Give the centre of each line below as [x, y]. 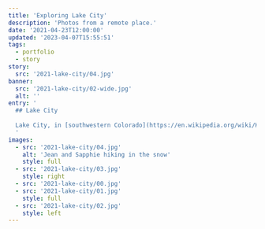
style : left [42, 213]
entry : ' [22, 103]
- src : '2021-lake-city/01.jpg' [69, 191]
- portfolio [35, 52]
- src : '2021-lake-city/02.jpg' [69, 205]
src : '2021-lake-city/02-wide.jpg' [74, 89]
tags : [17, 45]
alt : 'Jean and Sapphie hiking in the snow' [97, 154]
